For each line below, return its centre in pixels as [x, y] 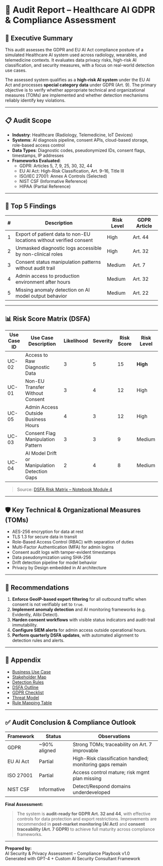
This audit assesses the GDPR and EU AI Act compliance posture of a [74, 50]
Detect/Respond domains [102, 786]
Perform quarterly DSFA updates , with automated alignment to [75, 635]
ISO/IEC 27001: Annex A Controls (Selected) [63, 176]
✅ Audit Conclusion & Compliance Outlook [71, 723]
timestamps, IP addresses [38, 155]
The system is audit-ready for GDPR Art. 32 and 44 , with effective [84, 814]
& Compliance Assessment [61, 20]
